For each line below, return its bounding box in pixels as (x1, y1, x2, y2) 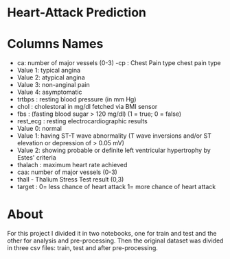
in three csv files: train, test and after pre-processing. (7, 244, 158, 252)
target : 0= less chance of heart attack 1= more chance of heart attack (16, 183, 216, 191)
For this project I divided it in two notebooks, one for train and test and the (7, 230, 217, 238)
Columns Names (7, 36, 104, 52)
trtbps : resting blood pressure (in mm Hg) (16, 95, 137, 103)
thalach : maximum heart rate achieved (16, 161, 128, 169)
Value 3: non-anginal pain (16, 81, 91, 89)
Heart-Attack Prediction (7, 5, 146, 21)
